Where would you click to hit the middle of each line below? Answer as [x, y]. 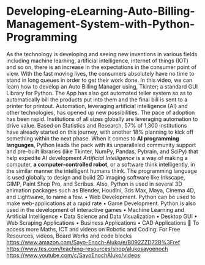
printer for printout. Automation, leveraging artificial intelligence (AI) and [97, 106]
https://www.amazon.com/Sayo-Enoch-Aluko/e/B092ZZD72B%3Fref [93, 242]
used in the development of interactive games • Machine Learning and [95, 209]
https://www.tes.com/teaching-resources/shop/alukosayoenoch [87, 249]
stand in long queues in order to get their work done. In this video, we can [99, 80]
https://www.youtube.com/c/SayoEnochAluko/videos [73, 255]
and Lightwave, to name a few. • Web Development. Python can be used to [101, 197]
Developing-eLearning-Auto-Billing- [101, 11]
